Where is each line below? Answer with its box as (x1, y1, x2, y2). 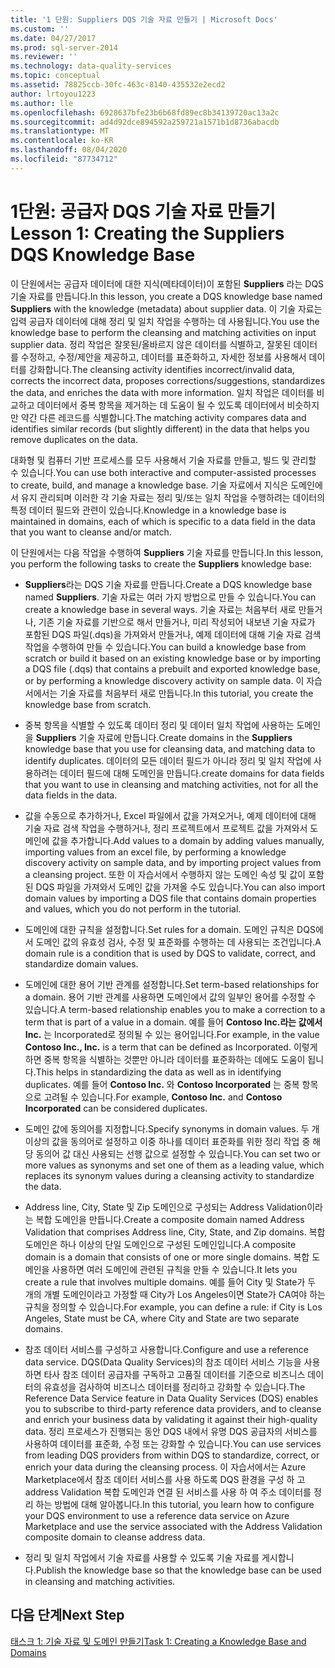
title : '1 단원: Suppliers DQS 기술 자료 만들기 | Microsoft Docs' (10, 14, 278, 25)
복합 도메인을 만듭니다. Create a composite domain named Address (35, 1213, 305, 1225)
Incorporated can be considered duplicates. (24, 1102, 208, 1114)
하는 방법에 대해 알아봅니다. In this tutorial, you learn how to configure (35, 1498, 315, 1510)
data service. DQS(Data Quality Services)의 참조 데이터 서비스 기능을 (24, 1356, 302, 1368)
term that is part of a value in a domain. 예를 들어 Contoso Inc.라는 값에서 (24, 1016, 323, 1028)
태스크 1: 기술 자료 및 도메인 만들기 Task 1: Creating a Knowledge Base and (10, 1635, 307, 1647)
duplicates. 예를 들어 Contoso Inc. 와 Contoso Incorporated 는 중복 (24, 1078, 300, 1090)
